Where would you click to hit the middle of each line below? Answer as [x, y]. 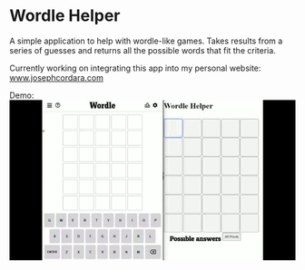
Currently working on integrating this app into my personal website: [135, 68]
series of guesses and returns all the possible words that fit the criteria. [143, 50]
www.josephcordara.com [57, 77]
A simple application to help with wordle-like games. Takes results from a [146, 41]
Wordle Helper [65, 16]
